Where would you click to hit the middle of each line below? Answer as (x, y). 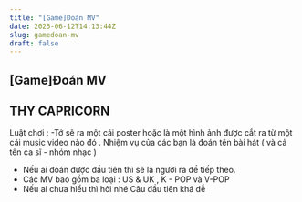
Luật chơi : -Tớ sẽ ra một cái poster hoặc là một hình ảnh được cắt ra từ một (151, 133)
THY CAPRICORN (60, 111)
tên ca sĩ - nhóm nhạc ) (53, 152)
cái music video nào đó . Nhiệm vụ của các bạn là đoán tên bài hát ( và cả (148, 143)
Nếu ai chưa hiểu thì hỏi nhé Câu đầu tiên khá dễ (114, 189)
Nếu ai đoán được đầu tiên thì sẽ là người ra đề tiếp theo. (129, 170)
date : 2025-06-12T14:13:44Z (63, 26)
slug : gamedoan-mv (44, 35)
